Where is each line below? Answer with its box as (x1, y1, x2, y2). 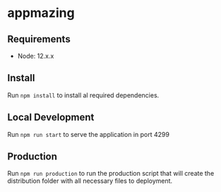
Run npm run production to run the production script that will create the (7, 169, 215, 178)
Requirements (7, 33, 71, 45)
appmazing (7, 5, 76, 21)
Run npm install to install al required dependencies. (7, 90, 160, 100)
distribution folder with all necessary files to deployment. (7, 176, 173, 185)
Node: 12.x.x (17, 52, 54, 60)
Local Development (7, 112, 95, 124)
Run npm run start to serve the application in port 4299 (7, 130, 169, 138)
